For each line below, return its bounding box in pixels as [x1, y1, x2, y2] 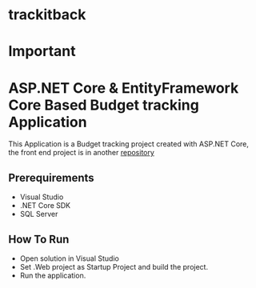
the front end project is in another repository [8, 148, 154, 158]
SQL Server [19, 210, 58, 219]
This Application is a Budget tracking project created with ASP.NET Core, [8, 139, 250, 149]
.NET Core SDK [19, 201, 71, 210]
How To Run [8, 232, 70, 246]
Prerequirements [8, 170, 94, 185]
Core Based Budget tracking [8, 96, 200, 114]
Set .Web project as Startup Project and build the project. [19, 262, 209, 271]
